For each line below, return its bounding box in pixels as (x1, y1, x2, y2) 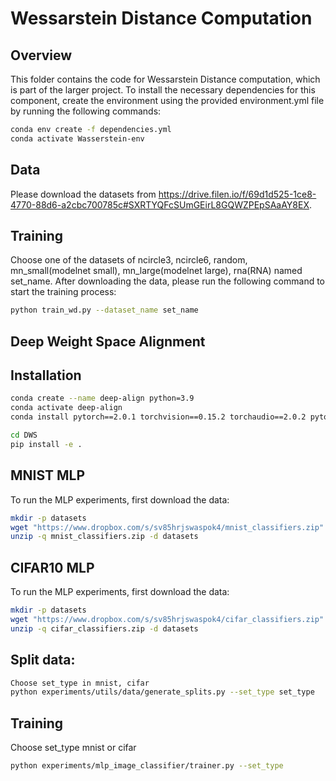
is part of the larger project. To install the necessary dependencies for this (10, 84, 316, 96)
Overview (10, 47, 73, 64)
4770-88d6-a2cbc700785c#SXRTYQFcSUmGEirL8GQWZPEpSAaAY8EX (10, 198, 310, 211)
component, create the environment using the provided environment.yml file (10, 95, 325, 106)
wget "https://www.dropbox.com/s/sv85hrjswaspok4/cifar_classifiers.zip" (10, 614, 325, 624)
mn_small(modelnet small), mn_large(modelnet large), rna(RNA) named (10, 265, 303, 277)
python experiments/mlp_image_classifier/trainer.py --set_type (10, 761, 284, 771)
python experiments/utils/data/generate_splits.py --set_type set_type (10, 687, 315, 697)
